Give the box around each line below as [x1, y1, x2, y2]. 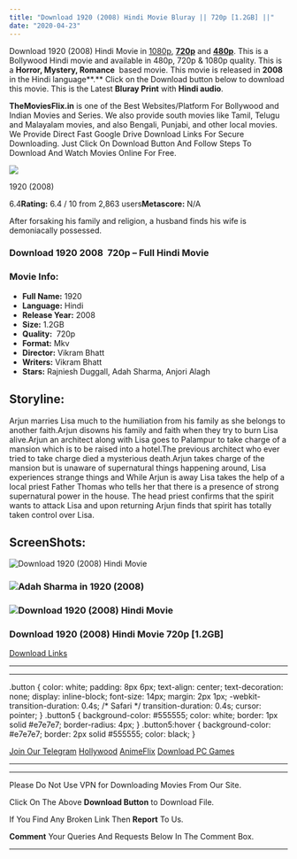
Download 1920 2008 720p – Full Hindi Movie [9, 247, 209, 259]
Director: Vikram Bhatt [21, 347, 105, 358]
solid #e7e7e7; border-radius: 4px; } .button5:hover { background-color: [9, 719, 271, 731]
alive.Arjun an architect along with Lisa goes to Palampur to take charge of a [9, 434, 287, 445]
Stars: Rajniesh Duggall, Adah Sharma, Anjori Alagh [21, 366, 210, 376]
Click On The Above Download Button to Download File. [9, 797, 215, 808]
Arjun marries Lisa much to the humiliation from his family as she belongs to [9, 415, 286, 426]
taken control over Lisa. [9, 509, 95, 520]
